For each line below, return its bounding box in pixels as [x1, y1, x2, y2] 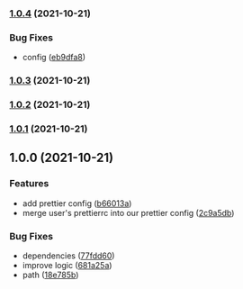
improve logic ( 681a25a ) [22, 259, 112, 270]
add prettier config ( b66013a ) [22, 197, 132, 209]
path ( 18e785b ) [22, 269, 79, 280]
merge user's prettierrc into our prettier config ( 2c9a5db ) [22, 207, 235, 218]
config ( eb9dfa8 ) [22, 52, 86, 63]
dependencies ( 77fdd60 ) [22, 250, 115, 261]
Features [9, 177, 49, 190]
